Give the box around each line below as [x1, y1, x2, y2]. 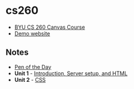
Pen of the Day [14, 63, 52, 70]
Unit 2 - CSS [14, 76, 46, 83]
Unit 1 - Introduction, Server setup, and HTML [14, 70, 128, 77]
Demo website [14, 29, 50, 37]
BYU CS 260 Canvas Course [14, 23, 85, 31]
